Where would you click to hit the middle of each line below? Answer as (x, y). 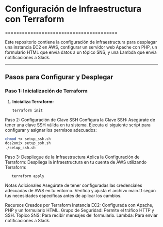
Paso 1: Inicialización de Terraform (46, 91)
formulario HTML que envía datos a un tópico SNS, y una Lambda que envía (81, 52)
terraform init (27, 110)
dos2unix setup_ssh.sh (28, 143)
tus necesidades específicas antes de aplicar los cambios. (63, 196)
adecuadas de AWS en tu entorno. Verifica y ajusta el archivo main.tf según (81, 190)
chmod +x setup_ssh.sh (28, 139)
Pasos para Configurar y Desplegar (59, 77)
